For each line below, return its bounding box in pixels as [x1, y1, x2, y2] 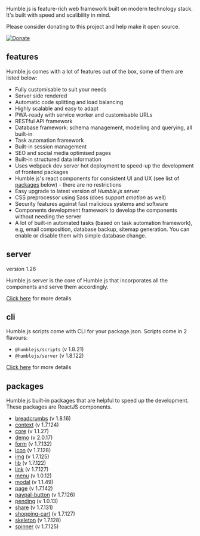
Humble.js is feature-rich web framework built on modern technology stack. [6, 5, 193, 12]
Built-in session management [14, 143, 87, 150]
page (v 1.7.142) [14, 485, 53, 492]
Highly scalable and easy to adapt [14, 105, 99, 112]
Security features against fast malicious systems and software [14, 200, 168, 207]
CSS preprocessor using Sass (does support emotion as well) [14, 194, 167, 201]
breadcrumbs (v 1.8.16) [14, 415, 71, 422]
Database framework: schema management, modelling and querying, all [14, 124, 192, 131]
